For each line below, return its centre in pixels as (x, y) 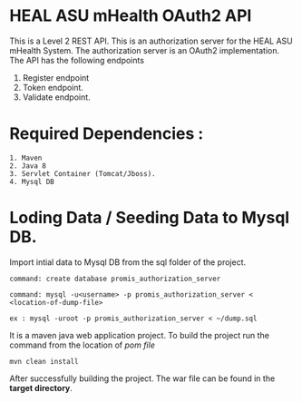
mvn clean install (44, 361)
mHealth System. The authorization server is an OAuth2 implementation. (145, 50)
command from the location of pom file (83, 345)
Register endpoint (56, 77)
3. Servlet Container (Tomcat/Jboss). (83, 173)
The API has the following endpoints (77, 60)
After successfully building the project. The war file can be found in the (142, 378)
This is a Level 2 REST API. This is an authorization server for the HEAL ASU (151, 41)
